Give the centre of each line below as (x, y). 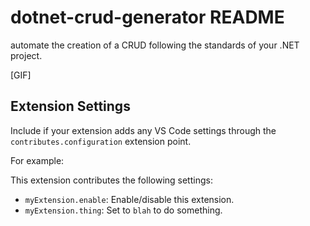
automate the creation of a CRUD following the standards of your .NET (155, 45)
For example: (37, 160)
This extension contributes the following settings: (111, 180)
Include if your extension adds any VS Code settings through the (143, 130)
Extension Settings (70, 106)
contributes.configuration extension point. (101, 141)
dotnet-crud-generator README (147, 17)
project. (26, 55)
